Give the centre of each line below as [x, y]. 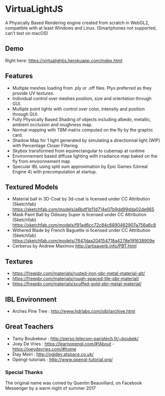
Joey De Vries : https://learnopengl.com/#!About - [63, 344]
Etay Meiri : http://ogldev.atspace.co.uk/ [53, 354]
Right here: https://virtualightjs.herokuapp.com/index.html [64, 61]
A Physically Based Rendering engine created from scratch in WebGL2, [77, 23]
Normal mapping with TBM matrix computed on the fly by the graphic [83, 130]
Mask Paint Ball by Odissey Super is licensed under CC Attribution [79, 215]
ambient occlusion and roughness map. [52, 125]
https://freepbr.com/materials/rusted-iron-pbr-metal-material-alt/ [79, 273]
